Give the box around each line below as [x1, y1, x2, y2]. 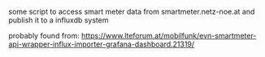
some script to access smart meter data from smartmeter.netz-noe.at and [8, 7, 255, 16]
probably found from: [8, 31, 80, 40]
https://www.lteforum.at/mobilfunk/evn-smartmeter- [80, 31, 257, 40]
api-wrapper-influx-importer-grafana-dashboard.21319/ [8, 39, 195, 49]
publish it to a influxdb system [8, 15, 109, 25]
